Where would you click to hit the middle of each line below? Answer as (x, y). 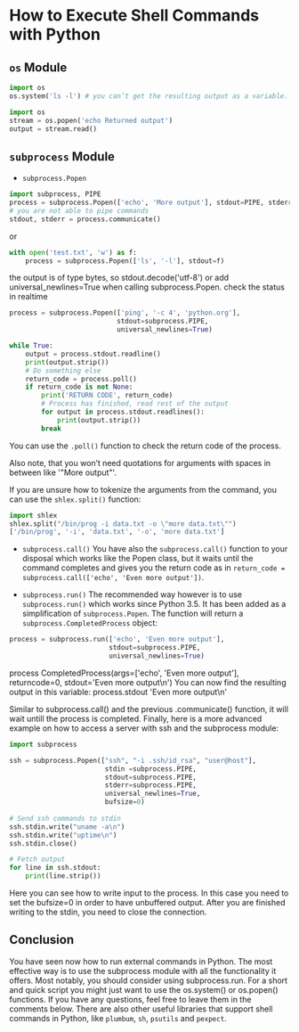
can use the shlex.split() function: (75, 499)
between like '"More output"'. (63, 472)
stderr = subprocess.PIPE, (151, 785)
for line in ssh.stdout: (55, 868)
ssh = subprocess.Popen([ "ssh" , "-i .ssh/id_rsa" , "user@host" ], (133, 760)
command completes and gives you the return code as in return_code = (154, 568)
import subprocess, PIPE (55, 194)
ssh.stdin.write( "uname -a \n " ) (67, 827)
